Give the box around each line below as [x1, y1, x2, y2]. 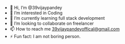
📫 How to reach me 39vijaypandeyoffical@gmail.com [9, 26, 120, 32]
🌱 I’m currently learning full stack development [9, 15, 105, 21]
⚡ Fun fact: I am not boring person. [9, 34, 81, 39]
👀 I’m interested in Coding [9, 10, 63, 16]
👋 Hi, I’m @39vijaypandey [9, 5, 63, 10]
